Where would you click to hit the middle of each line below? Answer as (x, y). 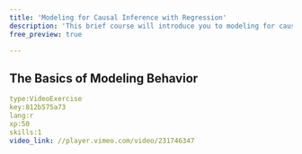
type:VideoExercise (46, 99)
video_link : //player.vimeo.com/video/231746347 (102, 141)
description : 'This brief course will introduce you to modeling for (142, 26)
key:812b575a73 (38, 107)
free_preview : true (46, 34)
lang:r (22, 115)
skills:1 (26, 132)
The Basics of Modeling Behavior (104, 78)
